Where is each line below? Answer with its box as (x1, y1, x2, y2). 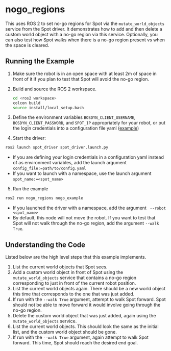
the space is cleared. (5, 42, 50, 48)
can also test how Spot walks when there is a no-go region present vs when (5, 37, 165, 43)
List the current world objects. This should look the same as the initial (12, 323, 159, 330)
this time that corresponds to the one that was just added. (12, 291, 135, 297)
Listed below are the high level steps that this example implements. (5, 254, 146, 260)
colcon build (12, 101, 41, 106)
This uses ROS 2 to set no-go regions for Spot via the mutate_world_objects (5, 20, 165, 27)
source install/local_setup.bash (12, 105, 84, 110)
